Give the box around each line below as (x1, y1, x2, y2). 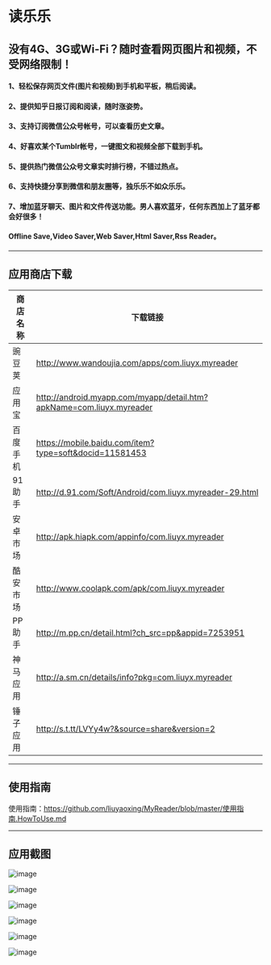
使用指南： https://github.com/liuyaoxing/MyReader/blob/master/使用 (8, 803, 237, 813)
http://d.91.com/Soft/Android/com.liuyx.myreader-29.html (35, 486, 259, 497)
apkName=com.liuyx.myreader (35, 401, 153, 413)
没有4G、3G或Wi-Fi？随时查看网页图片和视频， (8, 42, 247, 56)
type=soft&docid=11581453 (35, 447, 147, 458)
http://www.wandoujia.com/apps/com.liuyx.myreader (35, 357, 239, 368)
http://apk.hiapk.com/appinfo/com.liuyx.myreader (35, 531, 224, 542)
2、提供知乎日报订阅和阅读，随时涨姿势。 (8, 101, 148, 111)
